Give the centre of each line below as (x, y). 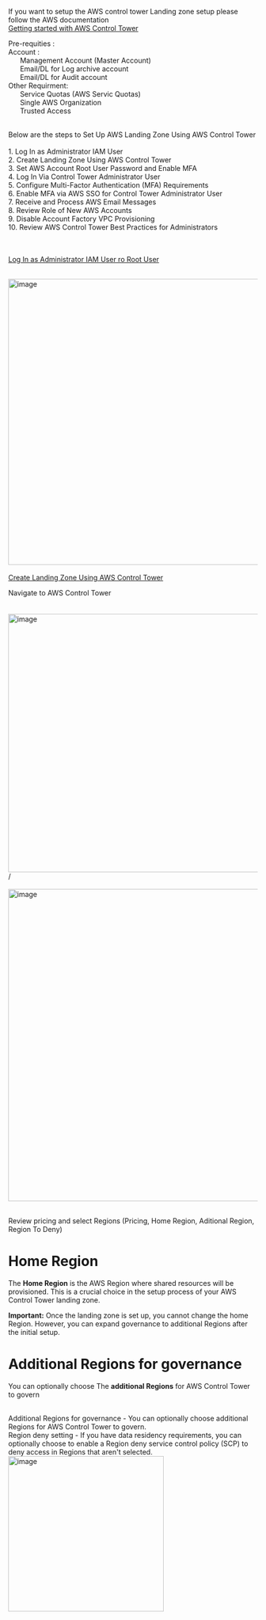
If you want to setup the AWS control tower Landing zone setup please (123, 11)
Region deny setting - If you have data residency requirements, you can (125, 1435)
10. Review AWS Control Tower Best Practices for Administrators (113, 227)
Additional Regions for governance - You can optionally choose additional (128, 1418)
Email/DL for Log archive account (74, 69)
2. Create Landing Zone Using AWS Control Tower (90, 160)
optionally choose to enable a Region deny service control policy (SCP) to (128, 1443)
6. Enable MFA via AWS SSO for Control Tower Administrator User (116, 194)
